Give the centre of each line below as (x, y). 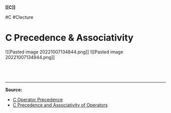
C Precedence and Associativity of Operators (60, 105)
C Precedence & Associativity (69, 38)
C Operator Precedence (38, 100)
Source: (14, 90)
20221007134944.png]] (30, 57)
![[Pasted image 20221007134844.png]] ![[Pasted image (64, 52)
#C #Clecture (19, 17)
